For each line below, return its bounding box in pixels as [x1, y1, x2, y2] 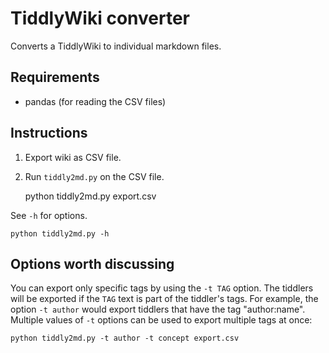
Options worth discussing [10, 255, 175, 272]
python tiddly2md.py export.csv [24, 190, 157, 202]
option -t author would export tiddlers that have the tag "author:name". [10, 303, 306, 316]
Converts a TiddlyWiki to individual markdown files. [10, 40, 222, 52]
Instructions [10, 125, 88, 142]
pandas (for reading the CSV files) [24, 95, 167, 107]
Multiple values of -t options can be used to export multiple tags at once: [10, 314, 313, 326]
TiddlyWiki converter [10, 7, 190, 30]
